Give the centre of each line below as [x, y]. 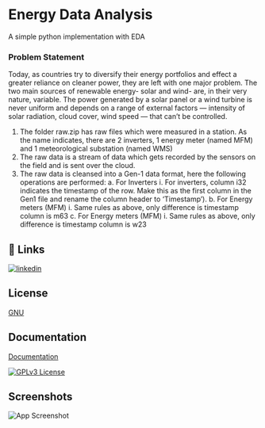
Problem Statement [46, 57]
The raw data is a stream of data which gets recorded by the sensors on [138, 157]
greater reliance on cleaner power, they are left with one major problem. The [133, 83]
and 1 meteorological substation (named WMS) [96, 149]
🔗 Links [27, 249]
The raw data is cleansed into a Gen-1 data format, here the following [132, 174]
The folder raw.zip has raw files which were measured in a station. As [133, 132]
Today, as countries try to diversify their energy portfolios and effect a [123, 75]
